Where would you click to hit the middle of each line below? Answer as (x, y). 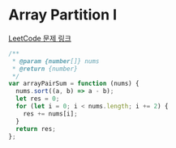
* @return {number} (45, 69)
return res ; (36, 129)
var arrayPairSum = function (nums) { (74, 84)
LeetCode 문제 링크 (40, 38)
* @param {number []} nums (56, 61)
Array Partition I (63, 15)
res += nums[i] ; (51, 114)
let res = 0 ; (38, 99)
